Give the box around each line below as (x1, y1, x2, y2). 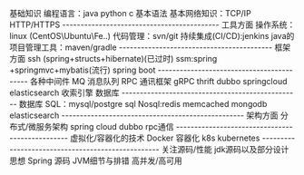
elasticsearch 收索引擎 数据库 (9, 87, 120, 98)
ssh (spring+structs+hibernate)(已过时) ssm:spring (26, 53, 218, 63)
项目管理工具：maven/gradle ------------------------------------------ (9, 42, 273, 53)
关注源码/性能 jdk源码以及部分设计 (161, 144, 289, 154)
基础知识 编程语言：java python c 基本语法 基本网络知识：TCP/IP (9, 8, 251, 18)
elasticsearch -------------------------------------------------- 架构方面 (9, 110, 279, 121)
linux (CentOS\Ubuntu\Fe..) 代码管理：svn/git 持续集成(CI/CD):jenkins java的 (9, 31, 295, 41)
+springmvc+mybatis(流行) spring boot (9, 64, 156, 75)
